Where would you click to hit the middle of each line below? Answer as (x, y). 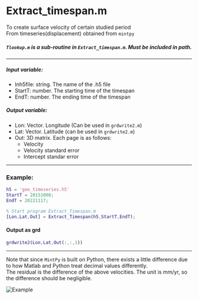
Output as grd (23, 230)
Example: (20, 177)
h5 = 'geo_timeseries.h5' (38, 190)
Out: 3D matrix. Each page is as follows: (63, 137)
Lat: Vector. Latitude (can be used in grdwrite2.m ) (75, 132)
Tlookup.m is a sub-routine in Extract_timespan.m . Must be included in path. (99, 47)
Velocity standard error (52, 150)
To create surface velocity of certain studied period (69, 27)
